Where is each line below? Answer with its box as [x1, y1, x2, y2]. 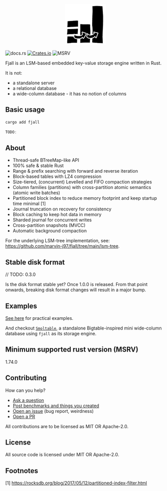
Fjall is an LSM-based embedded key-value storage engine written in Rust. [5, 60, 162, 66]
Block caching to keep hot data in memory [12, 212, 102, 218]
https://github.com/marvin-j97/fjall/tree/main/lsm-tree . [5, 243, 120, 249]
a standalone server [12, 80, 55, 86]
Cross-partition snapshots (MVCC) [12, 222, 86, 228]
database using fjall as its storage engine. [5, 331, 97, 336]
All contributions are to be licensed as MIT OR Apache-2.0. [5, 423, 129, 429]
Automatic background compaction [12, 228, 87, 234]
